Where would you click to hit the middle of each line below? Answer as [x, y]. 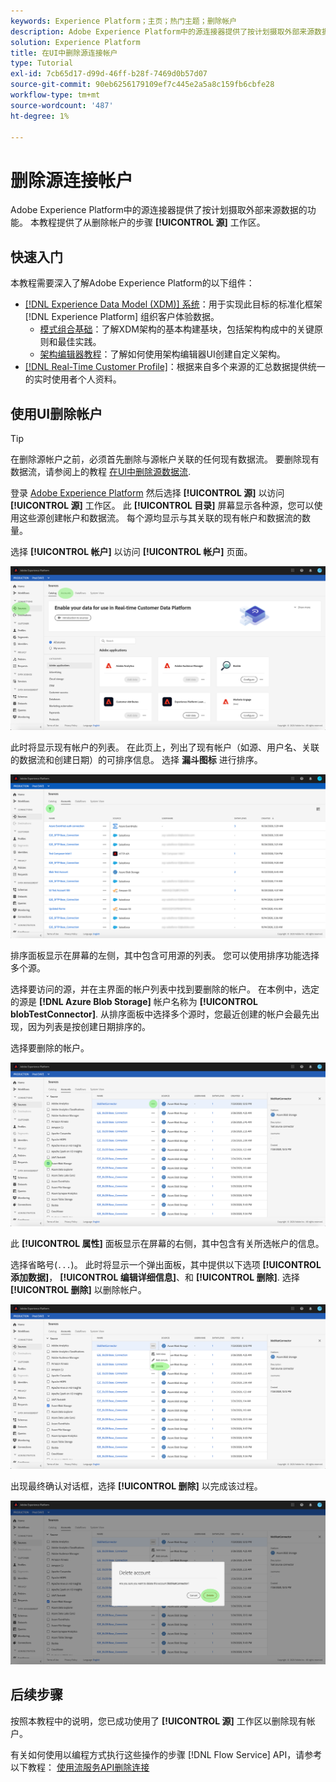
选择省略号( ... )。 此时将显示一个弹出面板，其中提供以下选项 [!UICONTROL [166, 1265]
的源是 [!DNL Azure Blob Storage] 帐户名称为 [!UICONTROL [134, 1002]
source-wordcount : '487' [62, 105]
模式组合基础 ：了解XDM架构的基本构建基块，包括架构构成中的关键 [177, 329]
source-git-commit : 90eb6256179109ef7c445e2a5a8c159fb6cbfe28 [142, 85]
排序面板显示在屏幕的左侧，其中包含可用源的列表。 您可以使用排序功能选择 [165, 956]
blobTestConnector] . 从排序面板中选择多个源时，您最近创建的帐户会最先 [160, 1014]
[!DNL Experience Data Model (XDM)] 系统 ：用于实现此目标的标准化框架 [173, 304]
